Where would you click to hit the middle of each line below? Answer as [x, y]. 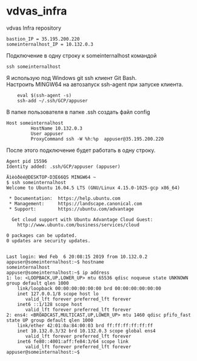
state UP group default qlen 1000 [50, 320]
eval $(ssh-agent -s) [44, 95]
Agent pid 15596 [27, 161]
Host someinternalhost [35, 123]
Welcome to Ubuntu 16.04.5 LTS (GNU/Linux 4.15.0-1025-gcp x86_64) [93, 188]
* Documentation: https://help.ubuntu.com [65, 198]
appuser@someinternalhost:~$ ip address [58, 273]
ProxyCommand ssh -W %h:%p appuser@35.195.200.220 [97, 139]
